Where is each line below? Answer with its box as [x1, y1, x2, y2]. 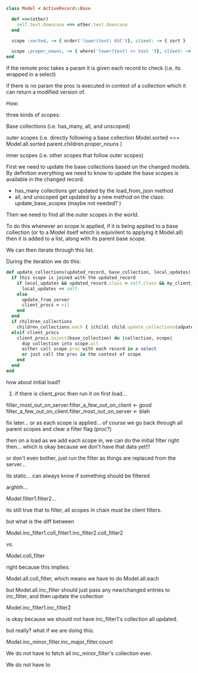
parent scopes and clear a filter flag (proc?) [6, 425, 112, 433]
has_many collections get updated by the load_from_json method [14, 187, 174, 194]
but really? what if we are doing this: [6, 626, 94, 634]
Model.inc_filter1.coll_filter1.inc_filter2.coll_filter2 [6, 529, 124, 536]
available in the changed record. [6, 176, 84, 183]
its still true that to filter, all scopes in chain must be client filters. [6, 506, 162, 513]
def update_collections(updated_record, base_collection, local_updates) [6, 269, 192, 275]
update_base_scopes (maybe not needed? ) [14, 200, 121, 207]
